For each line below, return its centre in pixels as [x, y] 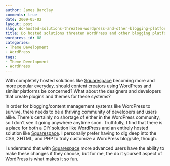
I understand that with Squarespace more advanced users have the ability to [85, 148]
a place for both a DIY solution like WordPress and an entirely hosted [77, 128]
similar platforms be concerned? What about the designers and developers [83, 91]
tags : [11, 57]
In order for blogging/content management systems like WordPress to [78, 106]
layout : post [19, 24]
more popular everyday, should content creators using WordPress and [78, 86]
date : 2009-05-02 [24, 19]
